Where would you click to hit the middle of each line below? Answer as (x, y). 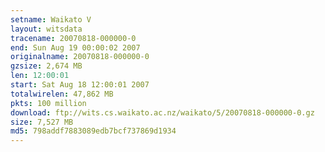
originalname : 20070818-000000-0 (80, 57)
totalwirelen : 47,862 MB (62, 94)
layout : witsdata (46, 29)
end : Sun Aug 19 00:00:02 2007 (75, 47)
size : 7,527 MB (42, 122)
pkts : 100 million (48, 103)
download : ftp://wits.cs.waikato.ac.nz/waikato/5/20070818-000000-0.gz (162, 112)
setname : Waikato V (51, 19)
